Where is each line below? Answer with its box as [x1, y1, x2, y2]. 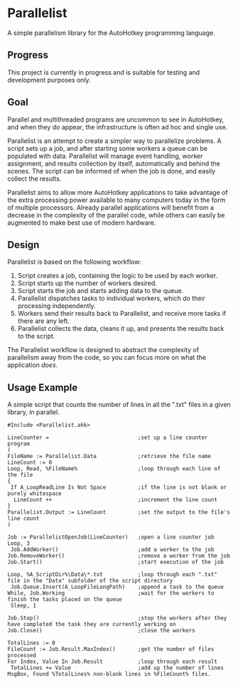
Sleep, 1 [10, 602, 37, 610]
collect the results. [7, 174, 62, 183]
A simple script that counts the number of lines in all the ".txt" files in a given [7, 400, 231, 409]
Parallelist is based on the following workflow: [7, 257, 142, 266]
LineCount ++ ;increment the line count [13, 497, 218, 504]
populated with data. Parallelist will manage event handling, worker [7, 152, 203, 160]
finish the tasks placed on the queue [7, 596, 122, 603]
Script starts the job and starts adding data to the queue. [17, 287, 184, 295]
